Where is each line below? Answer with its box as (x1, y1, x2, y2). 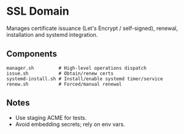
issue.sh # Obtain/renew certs (6, 70, 114, 76)
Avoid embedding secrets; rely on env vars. (15, 121, 126, 128)
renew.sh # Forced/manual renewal (6, 81, 122, 87)
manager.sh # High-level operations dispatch (6, 65, 147, 71)
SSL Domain (6, 4, 69, 18)
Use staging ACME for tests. (15, 114, 87, 121)
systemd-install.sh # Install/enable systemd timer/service (6, 75, 164, 82)
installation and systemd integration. (6, 31, 98, 38)
